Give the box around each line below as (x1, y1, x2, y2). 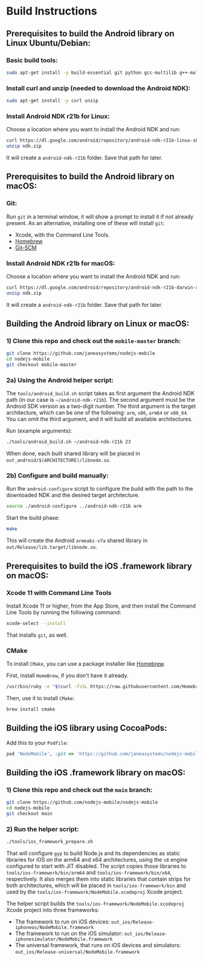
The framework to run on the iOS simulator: (14, 930, 123, 937)
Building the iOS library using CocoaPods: (6, 723, 167, 733)
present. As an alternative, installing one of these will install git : (6, 219, 165, 226)
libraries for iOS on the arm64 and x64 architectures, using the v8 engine (6, 856, 188, 864)
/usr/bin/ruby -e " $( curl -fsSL (6, 684, 88, 690)
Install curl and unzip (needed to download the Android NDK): (6, 84, 191, 92)
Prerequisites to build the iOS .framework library (6, 561, 192, 571)
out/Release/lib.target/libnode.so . (6, 543, 98, 551)
